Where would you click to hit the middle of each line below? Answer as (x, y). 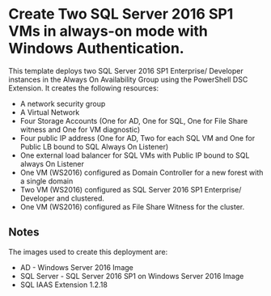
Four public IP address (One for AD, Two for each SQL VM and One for (138, 137)
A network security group (63, 104)
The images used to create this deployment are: (88, 252)
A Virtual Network (50, 112)
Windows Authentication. (96, 49)
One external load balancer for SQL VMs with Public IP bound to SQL (135, 155)
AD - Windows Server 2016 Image (76, 267)
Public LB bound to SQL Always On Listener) (94, 146)
